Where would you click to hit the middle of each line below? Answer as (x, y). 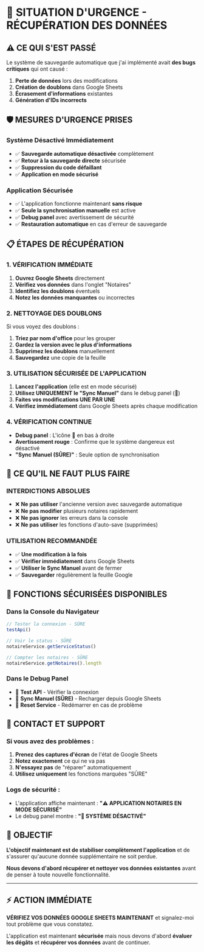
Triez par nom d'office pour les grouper (65, 338)
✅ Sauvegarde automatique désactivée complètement (84, 153)
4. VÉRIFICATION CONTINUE (49, 422)
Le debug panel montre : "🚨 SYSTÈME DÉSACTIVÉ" (81, 816)
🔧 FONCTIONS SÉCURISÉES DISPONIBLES (87, 594)
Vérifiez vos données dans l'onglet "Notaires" (73, 284)
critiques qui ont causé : (37, 69)
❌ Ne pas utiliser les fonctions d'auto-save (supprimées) (87, 525)
